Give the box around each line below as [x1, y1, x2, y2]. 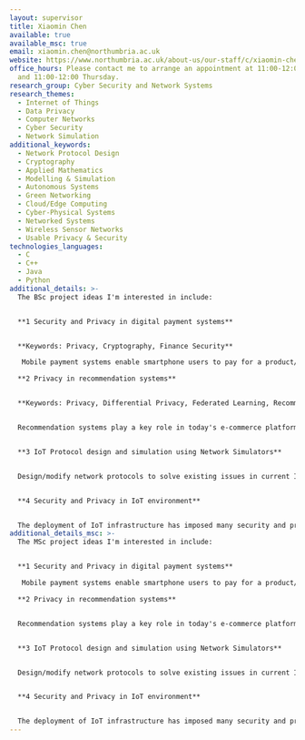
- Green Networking [17, 191, 92, 200]
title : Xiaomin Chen [9, 22, 88, 31]
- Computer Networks [17, 115, 95, 124]
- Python [17, 276, 51, 285]
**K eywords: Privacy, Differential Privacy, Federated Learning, [17, 399, 271, 408]
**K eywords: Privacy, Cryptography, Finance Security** [17, 341, 233, 350]
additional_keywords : [9, 140, 92, 149]
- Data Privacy [17, 106, 75, 116]
